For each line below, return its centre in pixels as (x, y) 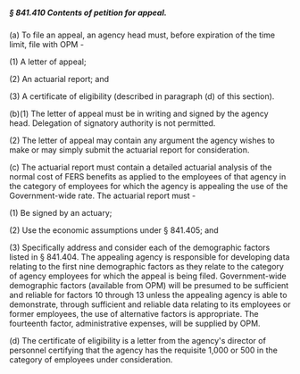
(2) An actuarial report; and (59, 79)
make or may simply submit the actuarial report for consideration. (129, 150)
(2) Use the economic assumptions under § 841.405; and (114, 230)
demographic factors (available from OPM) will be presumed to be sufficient (149, 285)
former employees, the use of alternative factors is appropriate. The (134, 313)
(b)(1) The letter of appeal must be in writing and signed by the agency (139, 113)
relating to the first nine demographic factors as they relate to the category (146, 266)
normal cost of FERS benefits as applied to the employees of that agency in (148, 176)
